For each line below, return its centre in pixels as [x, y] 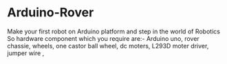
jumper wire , [26, 53]
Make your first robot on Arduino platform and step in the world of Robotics [113, 31]
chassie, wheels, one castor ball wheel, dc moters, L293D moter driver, [108, 46]
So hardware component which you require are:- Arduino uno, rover [103, 38]
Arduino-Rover [51, 13]
